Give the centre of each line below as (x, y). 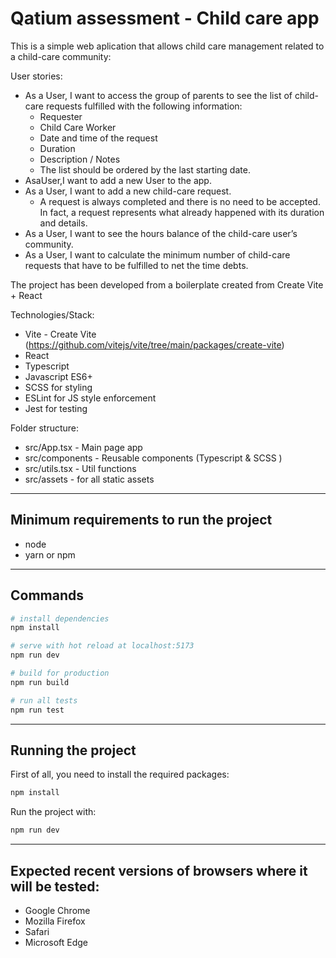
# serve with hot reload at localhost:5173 (102, 646)
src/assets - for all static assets (89, 479)
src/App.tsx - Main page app (83, 447)
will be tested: (55, 886)
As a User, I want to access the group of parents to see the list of (158, 95)
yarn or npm (50, 554)
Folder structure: (45, 428)
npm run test (37, 710)
